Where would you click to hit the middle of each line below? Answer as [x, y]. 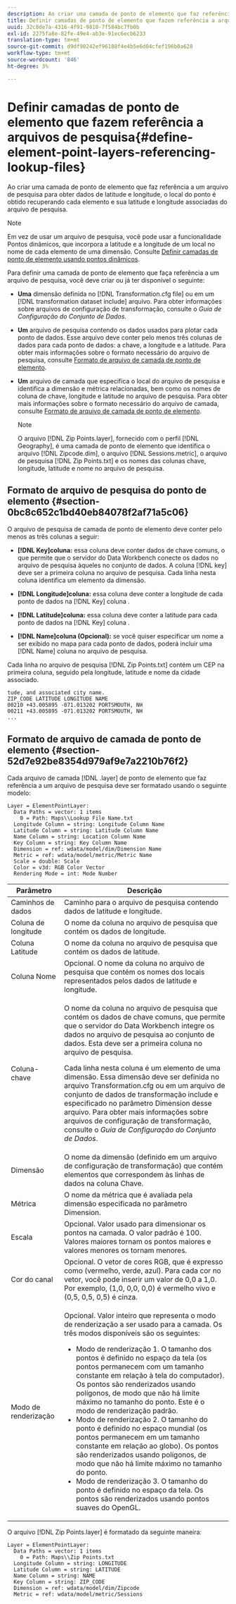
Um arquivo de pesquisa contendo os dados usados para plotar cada [117, 330]
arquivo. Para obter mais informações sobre [136, 1112]
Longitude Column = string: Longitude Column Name [89, 825]
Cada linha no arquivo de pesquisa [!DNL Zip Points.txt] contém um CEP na [116, 665]
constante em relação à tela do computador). [150, 1376]
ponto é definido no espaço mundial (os [142, 1429]
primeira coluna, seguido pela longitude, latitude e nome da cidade [104, 672]
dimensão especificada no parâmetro [126, 1204]
